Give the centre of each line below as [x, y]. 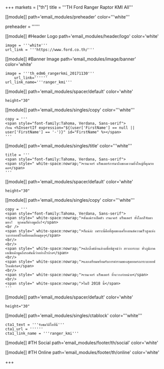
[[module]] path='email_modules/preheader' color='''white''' [68, 17]
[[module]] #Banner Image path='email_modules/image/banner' [71, 59]
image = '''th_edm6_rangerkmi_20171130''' [50, 73]
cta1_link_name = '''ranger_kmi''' [42, 334]
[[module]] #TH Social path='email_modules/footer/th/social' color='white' [82, 343]
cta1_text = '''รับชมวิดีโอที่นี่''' [35, 325]
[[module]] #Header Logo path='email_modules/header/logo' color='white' [82, 36]
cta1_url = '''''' [24, 329]
